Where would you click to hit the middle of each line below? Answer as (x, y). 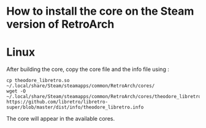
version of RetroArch (60, 24)
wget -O (16, 91)
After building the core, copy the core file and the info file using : (88, 69)
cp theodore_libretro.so (38, 81)
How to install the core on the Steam (100, 11)
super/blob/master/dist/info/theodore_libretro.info (75, 107)
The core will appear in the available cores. (61, 119)
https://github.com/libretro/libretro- (57, 102)
